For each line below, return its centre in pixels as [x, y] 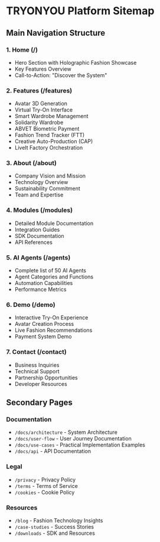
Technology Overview [41, 182]
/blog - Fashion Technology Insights [59, 520]
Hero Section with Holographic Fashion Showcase [76, 62]
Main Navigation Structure [56, 33]
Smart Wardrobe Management [51, 116]
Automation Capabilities [44, 283]
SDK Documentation [39, 236]
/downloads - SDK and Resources [55, 533]
